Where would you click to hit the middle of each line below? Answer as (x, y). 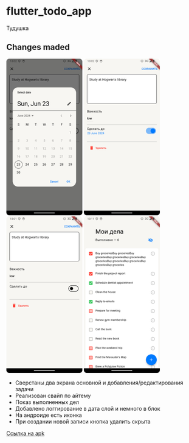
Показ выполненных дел (47, 402)
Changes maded (38, 47)
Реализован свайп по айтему (53, 396)
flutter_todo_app (49, 11)
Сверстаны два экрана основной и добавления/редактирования (99, 383)
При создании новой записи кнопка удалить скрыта (83, 422)
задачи (24, 389)
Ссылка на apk (26, 433)
